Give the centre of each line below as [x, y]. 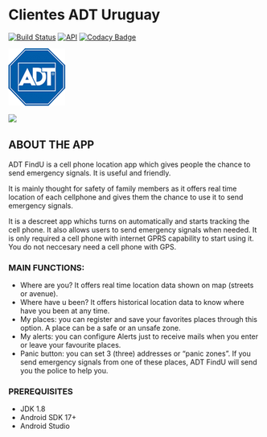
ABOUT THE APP [51, 145]
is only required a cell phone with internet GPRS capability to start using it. [131, 238]
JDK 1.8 [33, 409]
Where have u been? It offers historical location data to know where [132, 303]
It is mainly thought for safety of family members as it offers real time [123, 188]
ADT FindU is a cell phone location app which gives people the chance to [129, 164]
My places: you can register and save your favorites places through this [138, 320]
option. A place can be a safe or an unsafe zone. [100, 328]
